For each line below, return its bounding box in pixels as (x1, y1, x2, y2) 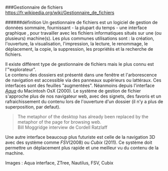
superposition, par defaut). (5, 104, 61, 110)
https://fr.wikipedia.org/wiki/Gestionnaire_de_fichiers (5, 10, 114, 16)
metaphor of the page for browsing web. (17, 119, 102, 125)
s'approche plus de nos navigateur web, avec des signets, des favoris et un (5, 93, 161, 99)
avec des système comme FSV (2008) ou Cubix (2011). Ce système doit (5, 139, 152, 145)
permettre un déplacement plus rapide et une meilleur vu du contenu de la (5, 145, 159, 150)
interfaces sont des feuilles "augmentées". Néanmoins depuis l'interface (5, 82, 155, 89)
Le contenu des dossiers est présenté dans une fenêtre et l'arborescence (5, 72, 157, 77)
